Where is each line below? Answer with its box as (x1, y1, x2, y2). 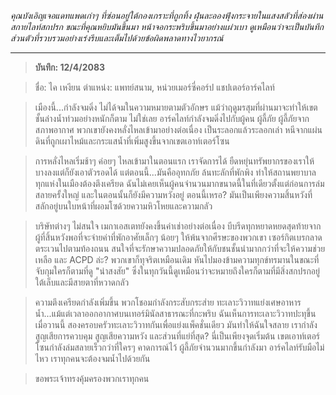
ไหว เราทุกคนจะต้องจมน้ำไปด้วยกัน (34, 353, 151, 364)
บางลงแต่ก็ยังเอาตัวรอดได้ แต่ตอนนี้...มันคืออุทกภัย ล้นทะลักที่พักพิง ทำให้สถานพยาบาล (34, 166, 317, 178)
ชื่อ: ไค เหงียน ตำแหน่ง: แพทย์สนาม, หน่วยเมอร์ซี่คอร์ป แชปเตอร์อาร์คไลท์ (34, 81, 275, 93)
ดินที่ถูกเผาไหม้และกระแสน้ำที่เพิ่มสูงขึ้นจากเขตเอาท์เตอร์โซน (34, 135, 230, 147)
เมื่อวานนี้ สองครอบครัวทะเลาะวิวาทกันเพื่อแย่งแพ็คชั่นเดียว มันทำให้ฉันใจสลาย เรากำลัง (34, 319, 318, 330)
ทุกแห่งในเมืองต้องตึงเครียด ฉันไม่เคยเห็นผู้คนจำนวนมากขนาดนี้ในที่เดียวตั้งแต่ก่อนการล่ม (34, 178, 325, 189)
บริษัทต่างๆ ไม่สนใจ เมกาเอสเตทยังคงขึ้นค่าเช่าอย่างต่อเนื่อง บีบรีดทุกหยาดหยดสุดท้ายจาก (34, 220, 322, 232)
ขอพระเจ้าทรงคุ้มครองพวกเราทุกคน (34, 373, 150, 384)
